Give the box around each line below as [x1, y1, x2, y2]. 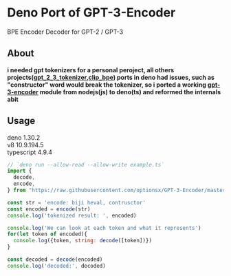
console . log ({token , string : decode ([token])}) [13, 237, 153, 244]
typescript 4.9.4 [7, 148, 53, 156]
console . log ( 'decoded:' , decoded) [7, 262, 107, 269]
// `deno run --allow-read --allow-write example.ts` [7, 161, 165, 168]
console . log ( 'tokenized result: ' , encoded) [7, 212, 137, 219]
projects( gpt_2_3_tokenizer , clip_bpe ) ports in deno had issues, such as [7, 73, 215, 81]
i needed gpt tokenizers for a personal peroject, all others [7, 65, 175, 74]
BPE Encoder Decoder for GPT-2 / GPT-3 [7, 28, 124, 36]
